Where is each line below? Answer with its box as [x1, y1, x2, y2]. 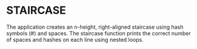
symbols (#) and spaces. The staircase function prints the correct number [6, 29, 191, 36]
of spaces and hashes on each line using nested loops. [6, 36, 144, 43]
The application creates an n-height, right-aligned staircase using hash [6, 23, 184, 30]
